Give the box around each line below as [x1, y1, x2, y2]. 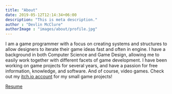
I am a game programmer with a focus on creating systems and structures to [5, 41, 167, 47]
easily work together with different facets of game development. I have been [5, 57, 167, 63]
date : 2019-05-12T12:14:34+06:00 [5, 12, 77, 17]
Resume [5, 83, 23, 90]
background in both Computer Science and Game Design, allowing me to [5, 52, 160, 58]
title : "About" [5, 7, 38, 13]
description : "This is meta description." [5, 17, 98, 22]
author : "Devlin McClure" [5, 22, 63, 27]
